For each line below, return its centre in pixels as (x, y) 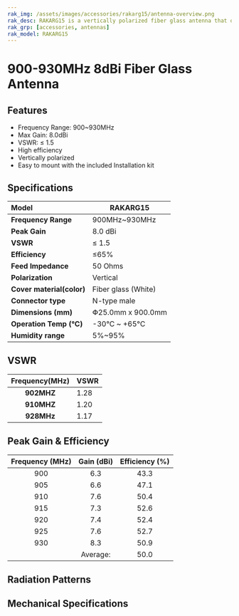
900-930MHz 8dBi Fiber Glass (100, 69)
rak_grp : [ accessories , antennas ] (59, 27)
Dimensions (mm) (42, 313)
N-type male (114, 301)
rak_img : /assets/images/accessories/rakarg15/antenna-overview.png (111, 14)
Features (27, 110)
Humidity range (38, 335)
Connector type (38, 301)
